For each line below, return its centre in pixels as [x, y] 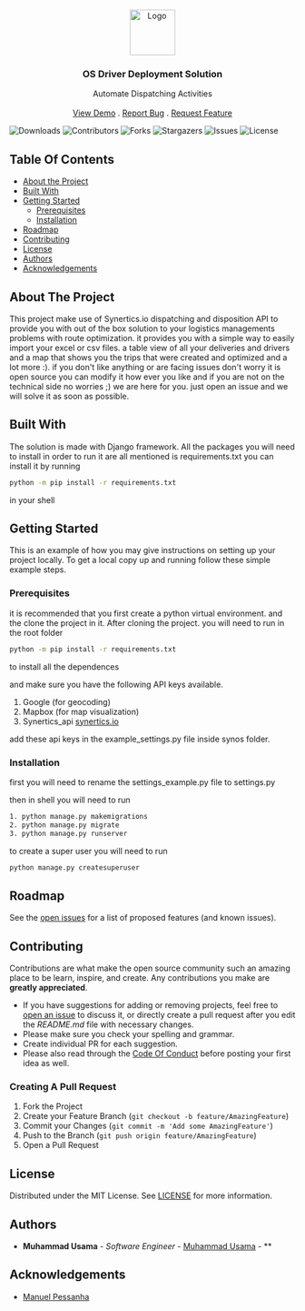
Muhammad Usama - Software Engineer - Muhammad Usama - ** [147, 1245]
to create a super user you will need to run [89, 851]
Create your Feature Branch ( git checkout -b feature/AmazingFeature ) [156, 1116]
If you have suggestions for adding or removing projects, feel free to [150, 1005]
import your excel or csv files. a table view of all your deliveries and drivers [150, 348]
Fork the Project [53, 1106]
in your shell [32, 499]
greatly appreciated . [49, 988]
